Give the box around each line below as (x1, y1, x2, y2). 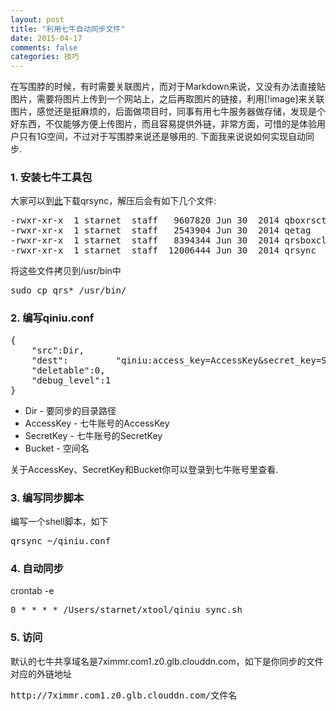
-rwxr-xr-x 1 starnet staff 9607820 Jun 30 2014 (10, 215, 280, 226)
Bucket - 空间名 (24, 442, 90, 454)
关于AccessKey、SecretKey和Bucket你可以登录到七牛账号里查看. (10, 463, 279, 475)
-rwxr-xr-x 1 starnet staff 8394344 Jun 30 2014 (10, 235, 280, 246)
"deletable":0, (31, 364, 106, 376)
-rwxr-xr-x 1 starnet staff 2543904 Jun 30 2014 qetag (10, 225, 312, 236)
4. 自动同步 (10, 561, 64, 575)
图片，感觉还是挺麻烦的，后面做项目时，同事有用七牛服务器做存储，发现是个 (10, 106, 326, 118)
